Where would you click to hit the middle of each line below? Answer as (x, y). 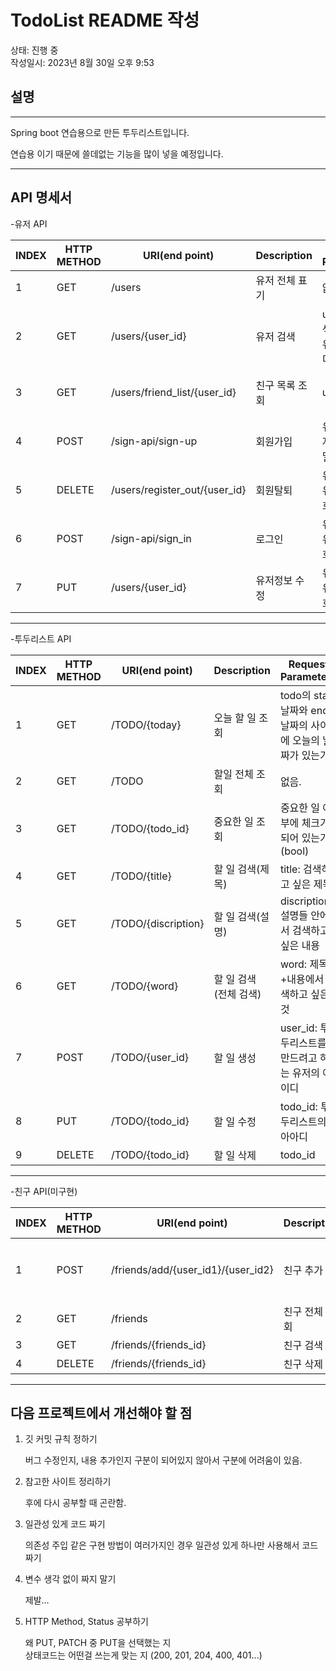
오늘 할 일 (235, 718)
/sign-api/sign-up (154, 441)
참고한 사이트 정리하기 (68, 1482)
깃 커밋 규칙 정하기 (61, 1439)
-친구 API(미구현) (44, 1191)
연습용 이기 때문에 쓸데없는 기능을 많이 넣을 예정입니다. (117, 153)
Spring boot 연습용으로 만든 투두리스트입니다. (100, 132)
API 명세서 (41, 197)
